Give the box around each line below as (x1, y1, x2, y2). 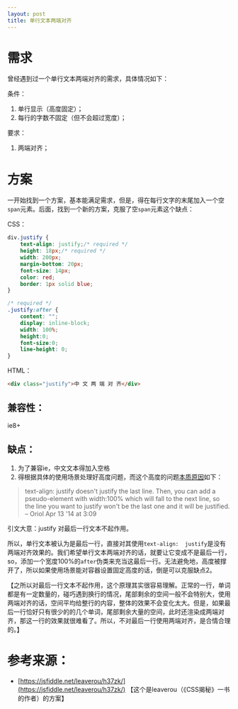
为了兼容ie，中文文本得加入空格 (17, 463, 110, 472)
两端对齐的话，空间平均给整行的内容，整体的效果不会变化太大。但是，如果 (7, 598, 225, 607)
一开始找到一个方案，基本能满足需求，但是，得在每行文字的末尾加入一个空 (7, 196, 225, 204)
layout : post (7, 10, 46, 18)
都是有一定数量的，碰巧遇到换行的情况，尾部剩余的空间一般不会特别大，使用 (7, 590, 231, 598)
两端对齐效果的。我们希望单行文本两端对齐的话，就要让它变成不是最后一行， (7, 548, 231, 556)
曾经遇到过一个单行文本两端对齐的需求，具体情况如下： (7, 75, 169, 83)
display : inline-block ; (20, 319, 91, 326)
